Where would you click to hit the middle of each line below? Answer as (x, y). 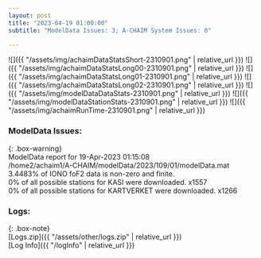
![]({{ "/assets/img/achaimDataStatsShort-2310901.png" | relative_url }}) (126, 60)
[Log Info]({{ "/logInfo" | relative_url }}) (72, 245)
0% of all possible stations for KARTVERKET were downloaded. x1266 (123, 191)
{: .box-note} (29, 228)
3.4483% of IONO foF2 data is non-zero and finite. (92, 173)
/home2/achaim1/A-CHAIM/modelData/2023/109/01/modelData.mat (119, 165)
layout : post (30, 15)
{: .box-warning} (35, 148)
